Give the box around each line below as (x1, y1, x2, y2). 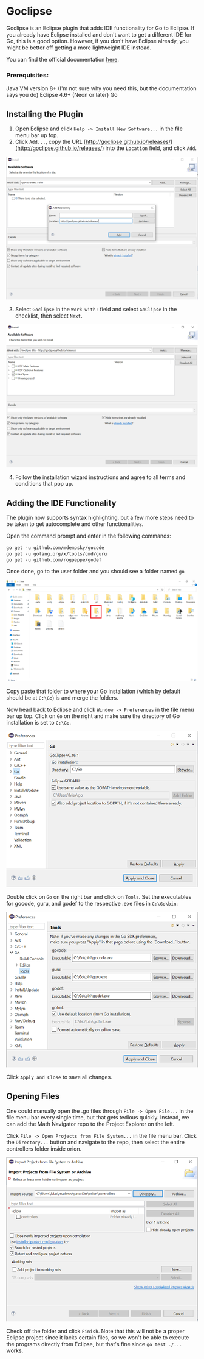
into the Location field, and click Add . (105, 144, 197, 152)
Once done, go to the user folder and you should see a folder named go (6, 567, 185, 575)
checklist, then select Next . (15, 312, 83, 319)
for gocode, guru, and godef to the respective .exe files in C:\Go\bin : (6, 899, 178, 907)
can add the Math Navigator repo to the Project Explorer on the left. (6, 1120, 175, 1127)
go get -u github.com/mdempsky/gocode (6, 544, 104, 551)
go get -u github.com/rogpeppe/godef (6, 556, 102, 563)
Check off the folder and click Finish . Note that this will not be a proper (6, 1327, 185, 1335)
